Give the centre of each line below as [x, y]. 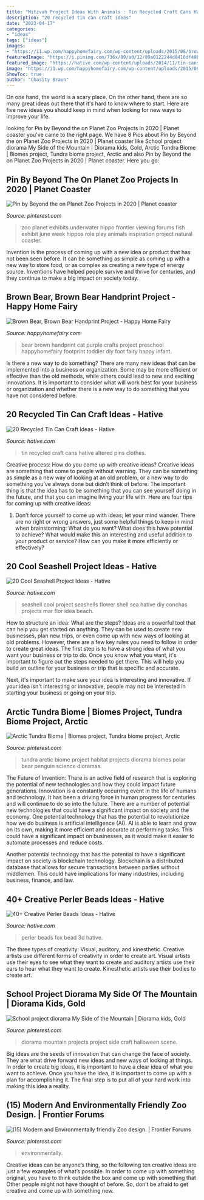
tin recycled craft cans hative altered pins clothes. [83, 453]
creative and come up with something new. [60, 1190]
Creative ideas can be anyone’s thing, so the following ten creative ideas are [102, 1165]
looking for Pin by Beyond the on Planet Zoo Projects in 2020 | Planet [93, 128]
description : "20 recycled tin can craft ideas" [69, 18]
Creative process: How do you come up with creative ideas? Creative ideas [100, 464]
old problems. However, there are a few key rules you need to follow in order [102, 642]
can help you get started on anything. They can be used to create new [94, 629]
